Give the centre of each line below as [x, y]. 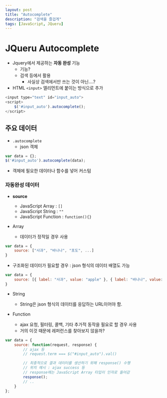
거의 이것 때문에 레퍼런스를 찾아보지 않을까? [62, 330]
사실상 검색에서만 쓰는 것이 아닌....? [61, 82]
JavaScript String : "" [42, 211]
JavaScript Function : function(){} [56, 216]
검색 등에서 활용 [35, 75]
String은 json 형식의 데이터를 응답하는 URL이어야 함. [71, 304]
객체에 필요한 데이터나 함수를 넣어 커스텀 [52, 171]
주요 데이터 [21, 128]
